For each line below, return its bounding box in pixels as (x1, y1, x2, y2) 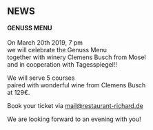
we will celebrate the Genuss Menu (7, 45, 108, 54)
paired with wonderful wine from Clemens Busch (7, 80, 146, 89)
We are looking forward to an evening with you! (7, 115, 141, 123)
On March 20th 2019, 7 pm (7, 38, 83, 47)
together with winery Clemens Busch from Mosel (7, 53, 146, 61)
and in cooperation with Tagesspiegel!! (7, 60, 117, 68)
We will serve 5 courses (7, 74, 75, 82)
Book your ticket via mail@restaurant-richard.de (7, 101, 143, 109)
